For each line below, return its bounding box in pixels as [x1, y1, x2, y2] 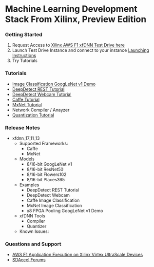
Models [19, 156, 35, 162]
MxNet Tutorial [12, 101, 42, 108]
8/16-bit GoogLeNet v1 [26, 161, 72, 167]
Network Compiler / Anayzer [12, 107, 70, 113]
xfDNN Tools [19, 213, 45, 219]
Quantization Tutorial [12, 112, 55, 118]
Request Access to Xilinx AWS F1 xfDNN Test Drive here [12, 42, 125, 48]
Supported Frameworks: [19, 140, 68, 147]
